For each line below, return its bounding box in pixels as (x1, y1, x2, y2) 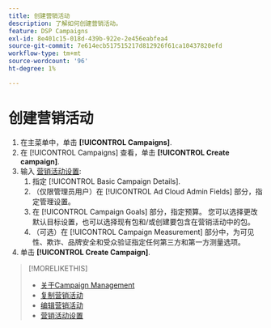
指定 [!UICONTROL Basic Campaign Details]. (32, 176, 180, 186)
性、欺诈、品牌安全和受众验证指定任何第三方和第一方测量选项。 (32, 236, 245, 247)
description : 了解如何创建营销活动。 (8, 19, 122, 28)
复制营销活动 (40, 290, 83, 300)
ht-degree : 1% (8, 65, 57, 73)
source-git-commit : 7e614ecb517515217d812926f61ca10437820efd (8, 42, 222, 50)
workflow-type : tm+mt (8, 49, 82, 58)
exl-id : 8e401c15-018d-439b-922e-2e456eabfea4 (8, 34, 168, 43)
